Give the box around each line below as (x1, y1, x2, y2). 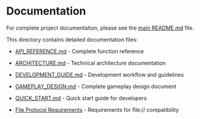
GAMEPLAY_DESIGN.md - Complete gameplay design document (15, 83, 177, 90)
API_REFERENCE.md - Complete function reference (15, 47, 144, 55)
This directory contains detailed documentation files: (6, 36, 138, 43)
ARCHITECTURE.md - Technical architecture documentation (15, 59, 166, 66)
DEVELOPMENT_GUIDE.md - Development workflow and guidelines (15, 71, 184, 78)
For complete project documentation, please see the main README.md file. (6, 24, 194, 31)
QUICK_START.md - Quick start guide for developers (15, 94, 147, 101)
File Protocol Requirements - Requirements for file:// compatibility (15, 106, 179, 113)
